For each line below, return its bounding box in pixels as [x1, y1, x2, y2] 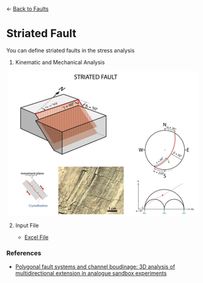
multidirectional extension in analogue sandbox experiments [15, 269, 167, 277]
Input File [15, 222, 39, 229]
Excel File [24, 233, 49, 241]
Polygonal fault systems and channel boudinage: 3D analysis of [15, 263, 175, 270]
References [6, 249, 42, 257]
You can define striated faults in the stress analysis [6, 46, 135, 54]
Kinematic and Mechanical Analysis [15, 58, 105, 66]
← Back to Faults [6, 6, 49, 12]
